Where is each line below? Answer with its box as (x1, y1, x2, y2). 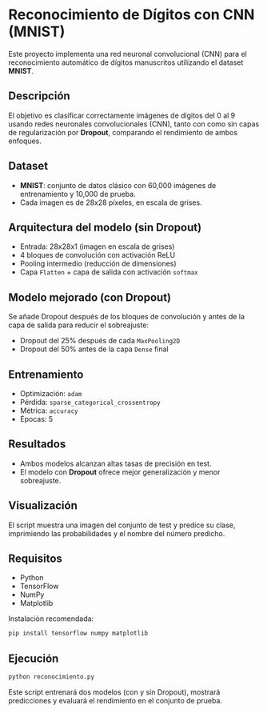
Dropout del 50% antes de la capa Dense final (19, 344, 169, 354)
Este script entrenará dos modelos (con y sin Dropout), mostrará (8, 687, 221, 697)
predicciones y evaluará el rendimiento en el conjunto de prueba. (8, 696, 222, 705)
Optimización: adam (19, 389, 82, 398)
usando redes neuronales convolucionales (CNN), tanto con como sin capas (8, 118, 260, 129)
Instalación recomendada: (8, 614, 94, 623)
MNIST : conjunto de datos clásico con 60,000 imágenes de (19, 180, 217, 190)
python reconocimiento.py (8, 673, 94, 681)
